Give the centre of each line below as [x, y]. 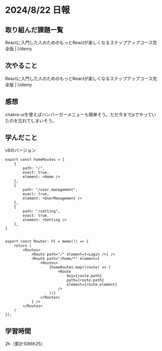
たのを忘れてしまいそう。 [31, 121]
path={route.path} [85, 280]
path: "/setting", [41, 211]
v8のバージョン [21, 150]
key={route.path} [84, 276]
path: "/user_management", [50, 190]
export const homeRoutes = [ [35, 160]
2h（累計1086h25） [25, 344]
